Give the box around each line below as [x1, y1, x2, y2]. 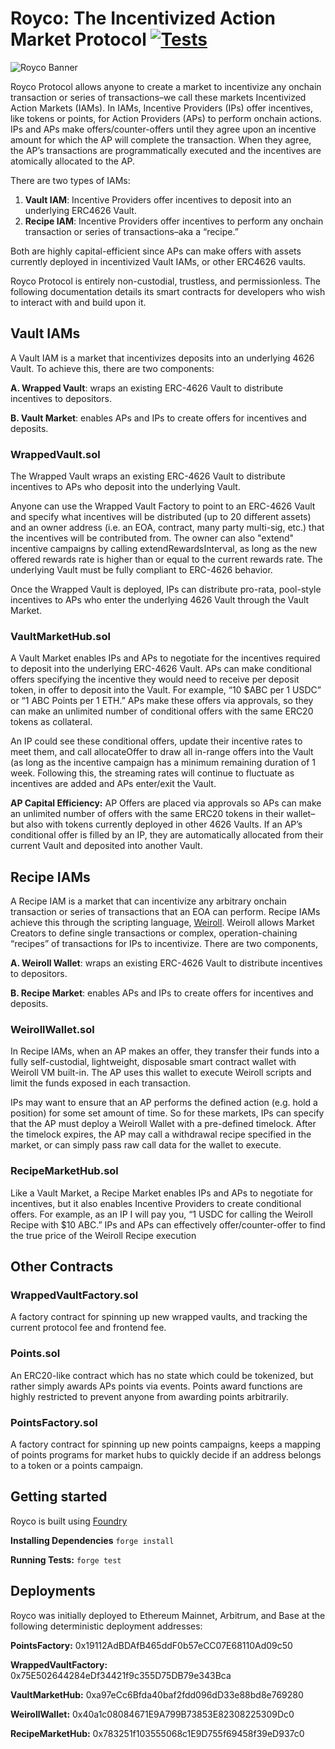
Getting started [10, 1488, 108, 1506]
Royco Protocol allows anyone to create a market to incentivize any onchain [10, 80, 322, 92]
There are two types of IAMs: [10, 174, 131, 186]
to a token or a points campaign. [10, 1460, 144, 1472]
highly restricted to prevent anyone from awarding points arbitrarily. [10, 1390, 289, 1402]
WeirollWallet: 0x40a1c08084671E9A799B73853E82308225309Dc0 [10, 1708, 295, 1720]
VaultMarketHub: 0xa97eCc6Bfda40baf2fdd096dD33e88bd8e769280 [10, 1688, 304, 1701]
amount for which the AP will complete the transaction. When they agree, [10, 133, 312, 146]
